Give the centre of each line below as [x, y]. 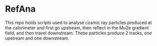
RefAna [20, 9]
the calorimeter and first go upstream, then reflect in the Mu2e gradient [77, 27]
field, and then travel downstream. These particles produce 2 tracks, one [78, 33]
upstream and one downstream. [37, 38]
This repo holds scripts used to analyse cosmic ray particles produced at [78, 23]
